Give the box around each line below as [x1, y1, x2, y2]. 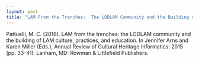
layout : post [6, 8, 38, 15]
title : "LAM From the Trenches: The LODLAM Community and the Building [6, 14, 190, 20]
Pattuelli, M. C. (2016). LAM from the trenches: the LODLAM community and [6, 30, 191, 37]
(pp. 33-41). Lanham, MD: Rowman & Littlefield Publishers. [6, 49, 149, 56]
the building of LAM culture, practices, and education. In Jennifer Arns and [6, 37, 189, 44]
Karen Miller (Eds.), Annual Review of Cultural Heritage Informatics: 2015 [6, 43, 184, 50]
